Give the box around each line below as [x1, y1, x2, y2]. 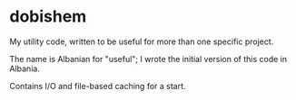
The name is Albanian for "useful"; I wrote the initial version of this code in [9, 53, 288, 64]
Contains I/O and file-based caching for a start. [9, 80, 186, 91]
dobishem [9, 6, 87, 27]
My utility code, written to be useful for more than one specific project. [9, 36, 274, 47]
